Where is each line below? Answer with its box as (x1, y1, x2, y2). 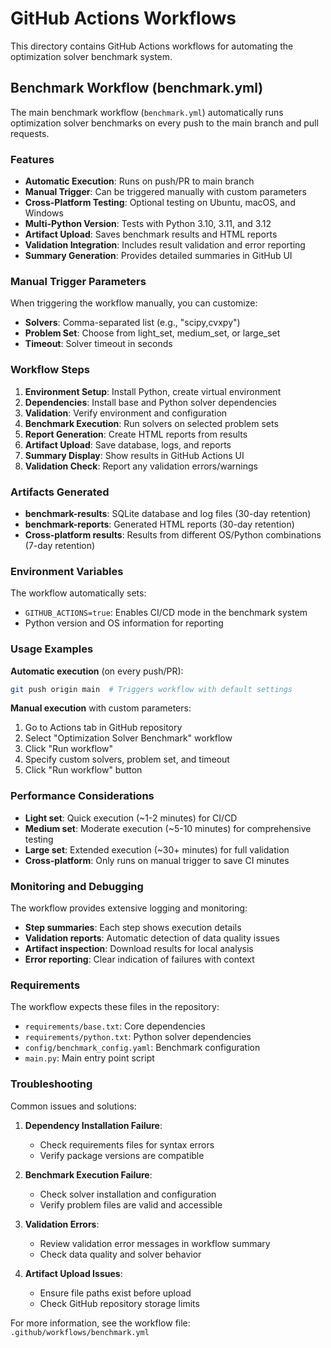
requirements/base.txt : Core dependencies (24, 1020, 206, 1032)
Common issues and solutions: (10, 1100, 137, 1112)
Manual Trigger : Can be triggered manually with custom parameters (24, 186, 307, 198)
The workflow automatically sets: (10, 587, 147, 599)
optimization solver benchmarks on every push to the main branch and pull (10, 117, 319, 129)
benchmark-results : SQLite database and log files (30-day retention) (24, 507, 312, 519)
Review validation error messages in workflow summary (39, 1237, 271, 1249)
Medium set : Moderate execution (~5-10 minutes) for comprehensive (24, 822, 312, 834)
